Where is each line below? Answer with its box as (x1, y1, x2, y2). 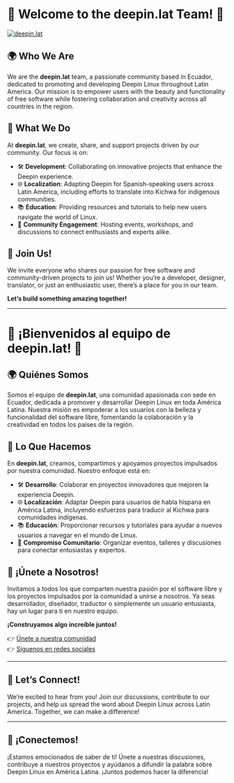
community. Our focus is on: (7, 148, 88, 156)
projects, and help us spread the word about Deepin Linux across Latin (7, 700, 210, 708)
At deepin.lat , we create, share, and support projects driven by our (7, 141, 200, 149)
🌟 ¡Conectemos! (7, 734, 79, 746)
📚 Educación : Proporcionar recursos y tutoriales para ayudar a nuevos (17, 521, 223, 529)
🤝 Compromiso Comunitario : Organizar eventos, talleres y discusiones (17, 538, 221, 547)
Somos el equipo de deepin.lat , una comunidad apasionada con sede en (7, 390, 216, 400)
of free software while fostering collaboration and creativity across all (7, 94, 207, 103)
